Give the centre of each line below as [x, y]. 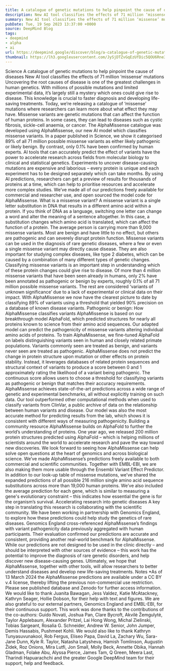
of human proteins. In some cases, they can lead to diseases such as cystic [84, 120]
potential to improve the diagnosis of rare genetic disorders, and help [77, 556]
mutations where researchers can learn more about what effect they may [81, 109]
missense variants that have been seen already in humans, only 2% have [81, 276]
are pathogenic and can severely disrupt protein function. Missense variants [85, 238]
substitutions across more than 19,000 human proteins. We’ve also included [84, 486]
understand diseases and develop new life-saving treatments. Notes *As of [84, 572]
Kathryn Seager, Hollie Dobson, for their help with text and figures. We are [82, 599]
